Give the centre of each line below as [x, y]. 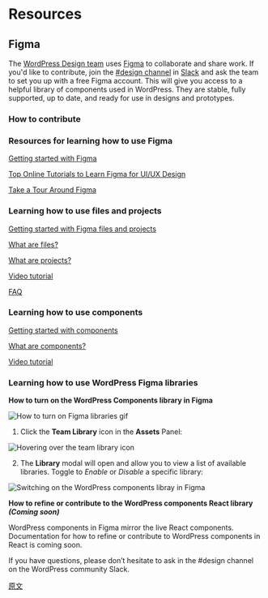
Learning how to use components [76, 312]
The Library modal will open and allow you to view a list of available [133, 463]
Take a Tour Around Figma [53, 190]
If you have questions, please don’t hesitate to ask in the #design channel [131, 561]
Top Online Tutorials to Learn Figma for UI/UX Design [97, 174]
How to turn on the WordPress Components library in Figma [111, 400]
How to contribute [45, 118]
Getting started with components [64, 330]
